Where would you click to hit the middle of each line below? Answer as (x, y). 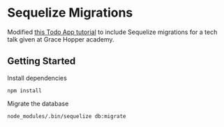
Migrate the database (38, 103)
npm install (24, 91)
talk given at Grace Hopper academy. (61, 39)
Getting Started (42, 61)
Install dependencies (37, 78)
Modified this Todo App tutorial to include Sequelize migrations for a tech (112, 32)
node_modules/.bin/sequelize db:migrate (67, 116)
